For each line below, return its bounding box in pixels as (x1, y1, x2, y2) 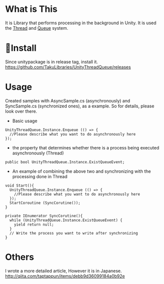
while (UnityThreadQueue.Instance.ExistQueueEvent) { (9, 218, 123, 223)
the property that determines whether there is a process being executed (12, 144, 160, 150)
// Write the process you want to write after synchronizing (9, 231, 138, 236)
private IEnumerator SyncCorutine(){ (5, 213, 83, 218)
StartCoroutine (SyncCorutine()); (9, 200, 81, 205)
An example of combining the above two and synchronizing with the (12, 168, 151, 174)
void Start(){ (5, 183, 35, 188)
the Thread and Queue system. (5, 25, 68, 31)
